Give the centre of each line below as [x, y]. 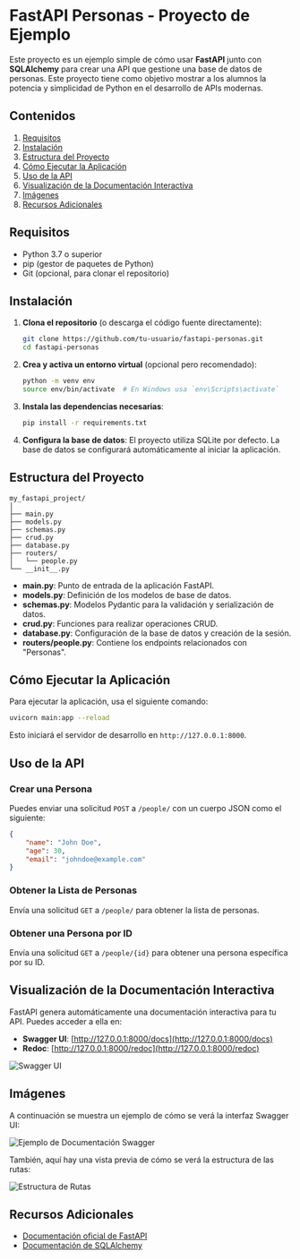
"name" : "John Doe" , [64, 843]
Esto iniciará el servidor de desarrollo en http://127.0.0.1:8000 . [128, 735]
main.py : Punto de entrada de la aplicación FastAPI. [118, 585]
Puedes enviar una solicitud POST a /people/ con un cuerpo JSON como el [146, 808]
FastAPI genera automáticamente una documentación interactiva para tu [143, 1012]
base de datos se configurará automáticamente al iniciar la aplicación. [151, 450]
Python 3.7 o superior [62, 254]
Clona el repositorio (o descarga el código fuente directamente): [142, 322]
